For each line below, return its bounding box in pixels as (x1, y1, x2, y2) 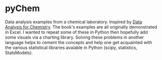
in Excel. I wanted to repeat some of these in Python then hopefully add (5, 29, 148, 35)
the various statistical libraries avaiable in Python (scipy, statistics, (5, 45, 137, 50)
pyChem (5, 3, 40, 14)
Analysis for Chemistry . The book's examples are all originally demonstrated (5, 24, 158, 30)
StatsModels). (5, 49, 33, 56)
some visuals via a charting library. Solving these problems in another (5, 34, 144, 40)
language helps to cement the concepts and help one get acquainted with (5, 39, 153, 45)
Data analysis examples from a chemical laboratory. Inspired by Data (5, 19, 142, 25)
